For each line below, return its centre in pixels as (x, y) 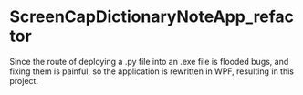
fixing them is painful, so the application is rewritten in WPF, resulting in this (152, 71)
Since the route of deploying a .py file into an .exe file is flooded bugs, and (149, 61)
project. (24, 80)
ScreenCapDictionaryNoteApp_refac (152, 17)
